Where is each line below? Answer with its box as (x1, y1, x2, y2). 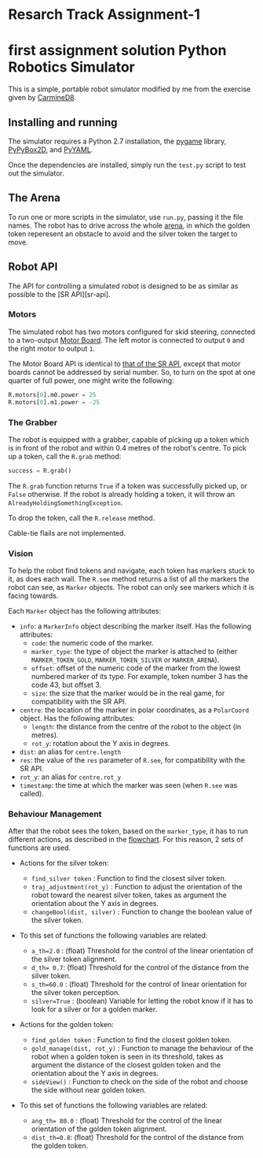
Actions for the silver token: (19, 859, 109, 868)
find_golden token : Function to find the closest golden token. (31, 1035, 232, 1045)
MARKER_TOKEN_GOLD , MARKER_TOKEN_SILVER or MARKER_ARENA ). (31, 655, 220, 665)
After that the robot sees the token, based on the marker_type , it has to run (8, 826, 249, 836)
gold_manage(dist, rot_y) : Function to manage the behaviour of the (31, 1044, 254, 1053)
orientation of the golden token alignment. (31, 1124, 167, 1134)
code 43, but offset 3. (31, 680, 102, 690)
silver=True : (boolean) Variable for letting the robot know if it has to (31, 997, 254, 1006)
